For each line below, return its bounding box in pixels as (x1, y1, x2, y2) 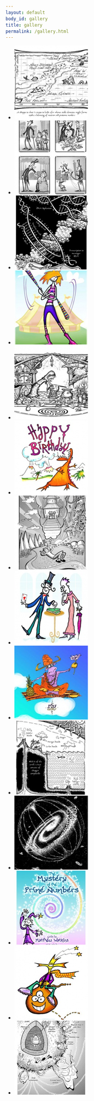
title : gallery (5, 22, 43, 28)
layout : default (5, 9, 45, 15)
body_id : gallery (5, 15, 48, 22)
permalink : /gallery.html (5, 28, 69, 34)
